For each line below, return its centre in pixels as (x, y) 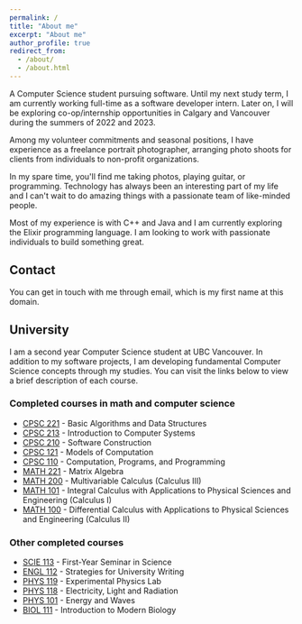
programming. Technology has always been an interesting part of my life (144, 186)
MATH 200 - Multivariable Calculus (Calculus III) (112, 481)
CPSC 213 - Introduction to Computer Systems (109, 433)
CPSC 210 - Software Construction (87, 442)
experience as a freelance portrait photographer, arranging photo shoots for (151, 149)
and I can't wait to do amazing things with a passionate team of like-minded (150, 196)
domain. (24, 301)
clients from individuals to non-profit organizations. (105, 159)
